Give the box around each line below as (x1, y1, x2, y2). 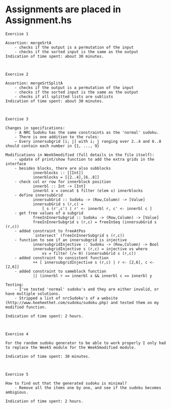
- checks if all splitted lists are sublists (14, 94, 114, 99)
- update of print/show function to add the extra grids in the (14, 157, 155, 162)
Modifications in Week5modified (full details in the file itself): (5, 152, 155, 157)
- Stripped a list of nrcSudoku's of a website (14, 295, 118, 300)
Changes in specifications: (5, 125, 66, 131)
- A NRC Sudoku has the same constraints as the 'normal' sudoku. (14, 130, 159, 135)
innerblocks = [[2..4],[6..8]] (32, 175, 100, 180)
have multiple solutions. (5, 291, 60, 296)
